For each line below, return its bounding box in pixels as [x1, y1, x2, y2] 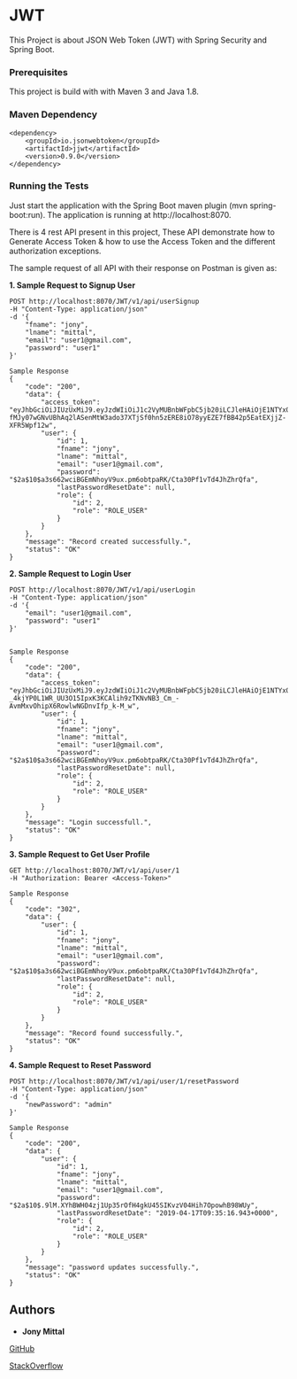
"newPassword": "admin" [25, 1100, 113, 1109]
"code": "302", [25, 904, 81, 913]
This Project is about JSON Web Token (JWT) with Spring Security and [9, 35, 268, 45]
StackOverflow [9, 1360, 64, 1371]
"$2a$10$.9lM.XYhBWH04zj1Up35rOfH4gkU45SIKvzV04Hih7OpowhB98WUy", [9, 1201, 259, 1210]
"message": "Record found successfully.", [25, 1028, 184, 1037]
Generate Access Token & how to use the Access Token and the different [9, 236, 276, 246]
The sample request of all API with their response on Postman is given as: [9, 262, 278, 273]
